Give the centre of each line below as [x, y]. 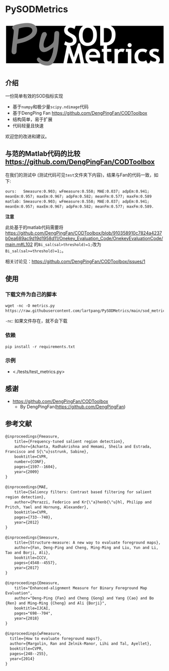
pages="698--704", [33, 613]
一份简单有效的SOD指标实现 [34, 96]
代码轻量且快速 [28, 125]
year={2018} [27, 618]
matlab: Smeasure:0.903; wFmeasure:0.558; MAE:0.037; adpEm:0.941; [77, 201]
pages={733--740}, [33, 517]
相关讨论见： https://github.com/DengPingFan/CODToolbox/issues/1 [75, 261]
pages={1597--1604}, [36, 467]
